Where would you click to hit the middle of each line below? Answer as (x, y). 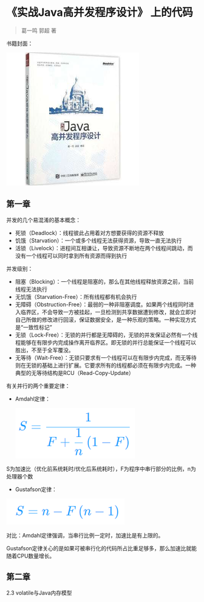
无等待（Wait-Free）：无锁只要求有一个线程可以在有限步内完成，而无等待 (106, 357)
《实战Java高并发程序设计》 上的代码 (100, 12)
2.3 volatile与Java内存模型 (39, 593)
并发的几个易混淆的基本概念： (43, 220)
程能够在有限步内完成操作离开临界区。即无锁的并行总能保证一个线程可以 (105, 342)
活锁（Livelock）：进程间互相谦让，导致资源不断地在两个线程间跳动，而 (104, 248)
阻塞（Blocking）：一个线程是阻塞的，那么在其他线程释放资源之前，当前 (104, 281)
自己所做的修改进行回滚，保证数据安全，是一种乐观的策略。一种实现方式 (105, 320)
